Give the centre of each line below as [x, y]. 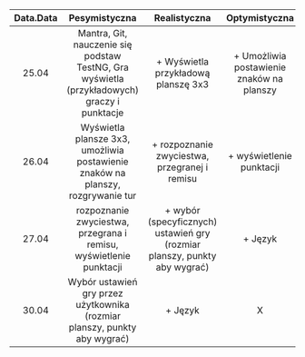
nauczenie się [103, 45]
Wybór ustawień [103, 282]
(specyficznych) [182, 222]
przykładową [182, 73]
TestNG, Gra [103, 67]
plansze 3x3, [103, 139]
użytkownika [103, 305]
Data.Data [36, 18]
